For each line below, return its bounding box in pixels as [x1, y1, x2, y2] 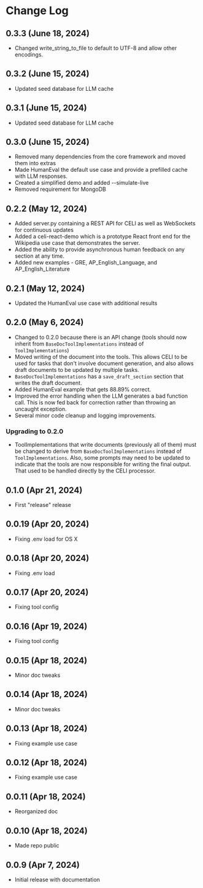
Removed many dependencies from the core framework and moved [14, 153, 186, 160]
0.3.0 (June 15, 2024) [6, 137, 90, 147]
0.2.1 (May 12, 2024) [6, 283, 85, 293]
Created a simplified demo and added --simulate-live [14, 179, 149, 187]
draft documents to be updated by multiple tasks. [14, 366, 139, 373]
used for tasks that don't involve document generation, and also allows [14, 360, 194, 367]
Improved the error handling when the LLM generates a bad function [14, 392, 188, 400]
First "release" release [14, 501, 72, 508]
